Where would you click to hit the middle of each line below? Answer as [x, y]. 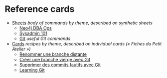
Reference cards [40, 9]
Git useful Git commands [45, 39]
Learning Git [32, 70]
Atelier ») [21, 49]
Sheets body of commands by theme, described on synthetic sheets [82, 23]
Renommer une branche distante [53, 54]
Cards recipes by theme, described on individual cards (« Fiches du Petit [87, 43]
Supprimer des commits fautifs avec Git [60, 65]
